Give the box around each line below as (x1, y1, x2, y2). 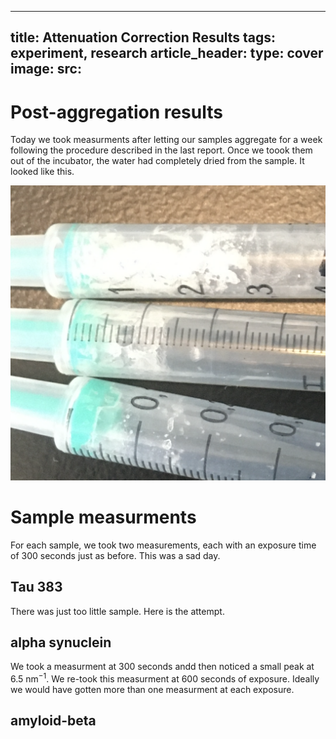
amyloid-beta (10, 712, 97, 730)
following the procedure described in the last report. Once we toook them (10, 144, 313, 156)
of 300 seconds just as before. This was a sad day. (10, 549, 221, 561)
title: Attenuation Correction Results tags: (10, 29, 277, 46)
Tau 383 (10, 579, 63, 596)
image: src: (10, 61, 82, 78)
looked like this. (10, 166, 75, 178)
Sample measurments (10, 506, 197, 529)
